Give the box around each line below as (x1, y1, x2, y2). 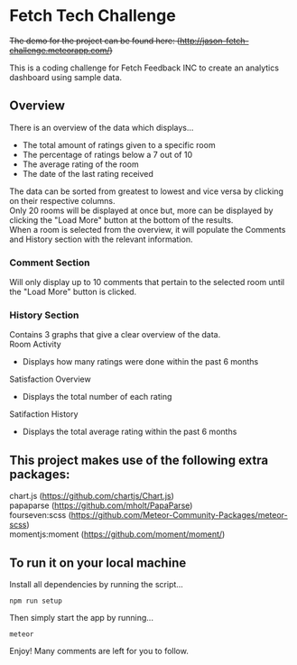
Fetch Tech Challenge (9, 5, 176, 26)
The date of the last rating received (22, 168, 153, 179)
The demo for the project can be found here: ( (9, 35, 181, 46)
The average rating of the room (22, 159, 139, 170)
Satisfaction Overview (9, 374, 92, 384)
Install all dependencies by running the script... (9, 578, 183, 589)
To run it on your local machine (9, 555, 187, 570)
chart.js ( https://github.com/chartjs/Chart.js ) (9, 491, 174, 502)
